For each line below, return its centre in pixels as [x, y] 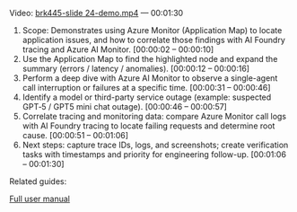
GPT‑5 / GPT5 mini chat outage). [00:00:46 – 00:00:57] [124, 106]
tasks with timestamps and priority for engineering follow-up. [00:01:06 [154, 155]
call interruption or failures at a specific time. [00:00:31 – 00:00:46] [146, 88]
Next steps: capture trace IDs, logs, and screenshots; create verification [155, 145]
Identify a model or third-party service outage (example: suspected [147, 97]
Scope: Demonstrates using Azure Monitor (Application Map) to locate [152, 30]
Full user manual [39, 199]
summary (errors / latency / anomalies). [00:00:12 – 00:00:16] [135, 68]
